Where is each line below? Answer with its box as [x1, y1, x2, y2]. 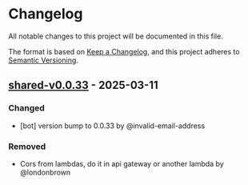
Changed [8, 103, 46, 114]
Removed [8, 141, 46, 152]
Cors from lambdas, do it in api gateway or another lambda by [19, 159, 224, 168]
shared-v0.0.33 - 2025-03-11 [8, 78, 158, 92]
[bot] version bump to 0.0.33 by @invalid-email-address [19, 121, 206, 131]
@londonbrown [19, 167, 71, 177]
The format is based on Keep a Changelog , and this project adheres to [8, 46, 240, 56]
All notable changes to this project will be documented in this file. [8, 31, 224, 41]
